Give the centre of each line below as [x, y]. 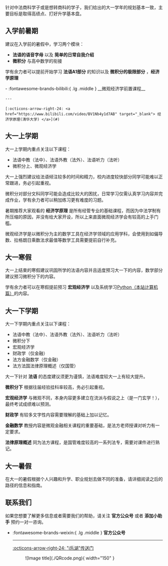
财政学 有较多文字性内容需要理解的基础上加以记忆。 [58, 415]
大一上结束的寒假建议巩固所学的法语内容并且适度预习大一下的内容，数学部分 [84, 270]
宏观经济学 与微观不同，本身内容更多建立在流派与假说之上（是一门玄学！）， [83, 398]
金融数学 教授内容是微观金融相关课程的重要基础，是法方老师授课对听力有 [80, 426]
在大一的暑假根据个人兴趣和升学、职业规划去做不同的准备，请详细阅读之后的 [84, 479]
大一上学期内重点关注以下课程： [38, 149]
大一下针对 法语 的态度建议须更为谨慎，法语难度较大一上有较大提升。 [76, 377]
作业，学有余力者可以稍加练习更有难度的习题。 [57, 200]
